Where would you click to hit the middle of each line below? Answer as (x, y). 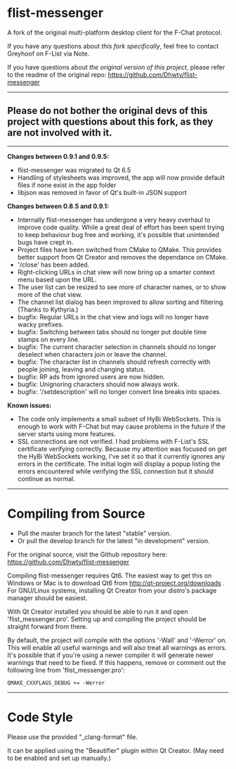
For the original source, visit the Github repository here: (87, 554)
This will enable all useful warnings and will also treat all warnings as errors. (117, 647)
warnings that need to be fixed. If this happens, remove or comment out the (117, 662)
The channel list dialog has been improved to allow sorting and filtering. (121, 302)
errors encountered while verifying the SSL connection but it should (116, 471)
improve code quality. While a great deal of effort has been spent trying (121, 227)
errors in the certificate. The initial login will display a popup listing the (119, 464)
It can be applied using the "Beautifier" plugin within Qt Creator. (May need (116, 750)
